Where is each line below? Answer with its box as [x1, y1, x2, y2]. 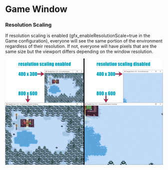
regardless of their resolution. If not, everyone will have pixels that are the [5, 43, 157, 49]
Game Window [5, 3, 67, 15]
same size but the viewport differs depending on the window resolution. [5, 48, 153, 54]
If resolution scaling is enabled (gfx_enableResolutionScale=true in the [5, 32, 150, 38]
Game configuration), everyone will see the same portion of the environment [5, 38, 162, 44]
